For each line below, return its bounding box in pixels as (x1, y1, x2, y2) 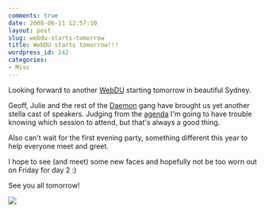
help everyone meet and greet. (8, 141, 109, 151)
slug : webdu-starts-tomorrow (8, 33, 105, 42)
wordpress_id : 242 (8, 48, 69, 56)
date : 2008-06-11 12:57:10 (8, 19, 98, 27)
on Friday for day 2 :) (8, 165, 77, 175)
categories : (8, 56, 48, 64)
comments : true (8, 11, 59, 20)
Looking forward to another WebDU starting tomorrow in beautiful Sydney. (8, 85, 252, 95)
